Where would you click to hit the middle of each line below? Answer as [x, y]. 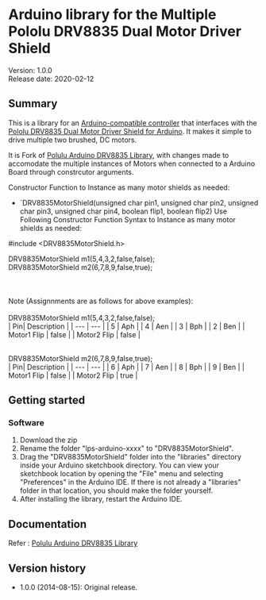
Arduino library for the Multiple [112, 15]
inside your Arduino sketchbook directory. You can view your [120, 465]
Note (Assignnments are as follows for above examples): [100, 301]
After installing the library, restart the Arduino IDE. [101, 499]
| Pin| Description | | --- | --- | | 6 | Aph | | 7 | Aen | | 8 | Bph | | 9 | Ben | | [126, 367]
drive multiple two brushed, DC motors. [73, 140]
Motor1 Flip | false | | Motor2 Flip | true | [73, 375]
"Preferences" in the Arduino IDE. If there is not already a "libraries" [130, 483]
